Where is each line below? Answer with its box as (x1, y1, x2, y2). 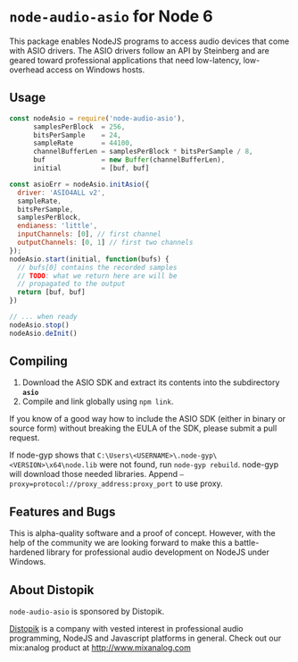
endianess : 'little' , (17, 222, 98, 230)
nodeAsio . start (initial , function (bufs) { (9, 255, 170, 264)
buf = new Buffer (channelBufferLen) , (32, 155, 226, 164)
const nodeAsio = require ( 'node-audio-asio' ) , (9, 113, 186, 122)
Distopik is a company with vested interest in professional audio (9, 624, 244, 634)
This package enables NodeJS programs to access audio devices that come (9, 36, 290, 46)
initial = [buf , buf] (32, 163, 150, 172)
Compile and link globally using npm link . (21, 396, 174, 407)
